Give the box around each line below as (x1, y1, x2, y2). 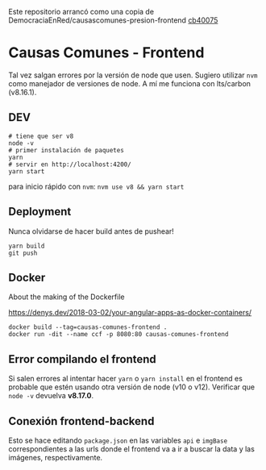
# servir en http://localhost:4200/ (8, 160, 131, 168)
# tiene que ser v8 (8, 132, 74, 140)
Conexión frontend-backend (8, 414, 155, 428)
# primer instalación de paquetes (8, 146, 125, 154)
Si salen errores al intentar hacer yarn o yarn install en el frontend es (8, 374, 243, 384)
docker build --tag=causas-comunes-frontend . (8, 323, 168, 331)
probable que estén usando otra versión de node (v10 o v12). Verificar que (8, 382, 256, 392)
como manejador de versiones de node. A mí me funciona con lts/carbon (8, 78, 251, 88)
